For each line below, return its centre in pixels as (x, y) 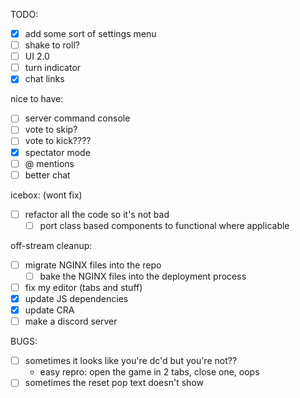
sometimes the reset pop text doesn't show (114, 383)
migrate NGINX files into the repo (93, 265)
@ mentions (49, 163)
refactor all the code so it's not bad (97, 214)
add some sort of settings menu (90, 33)
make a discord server (71, 321)
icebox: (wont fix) (46, 195)
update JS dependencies (76, 298)
